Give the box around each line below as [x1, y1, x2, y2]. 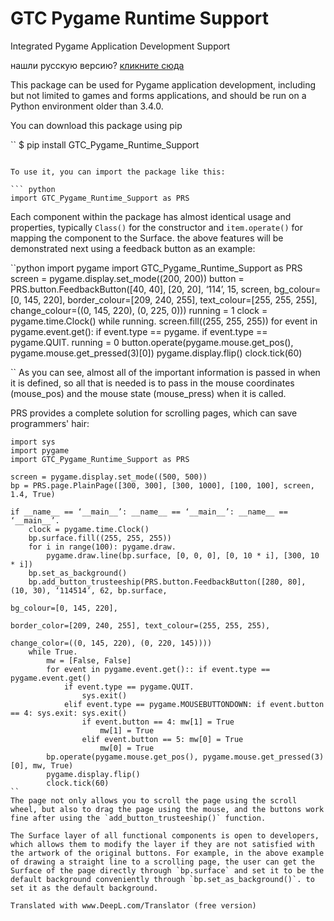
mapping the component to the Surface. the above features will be [10, 232, 284, 244]
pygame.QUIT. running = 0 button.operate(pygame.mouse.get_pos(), [10, 336, 294, 348]
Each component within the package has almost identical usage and [10, 210, 292, 222]
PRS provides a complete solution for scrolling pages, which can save [10, 407, 298, 419]
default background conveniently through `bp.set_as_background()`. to [10, 874, 315, 884]
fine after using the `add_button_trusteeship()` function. [10, 813, 267, 823]
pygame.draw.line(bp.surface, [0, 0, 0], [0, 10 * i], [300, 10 [46, 550, 320, 561]
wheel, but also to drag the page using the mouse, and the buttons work [10, 804, 325, 814]
